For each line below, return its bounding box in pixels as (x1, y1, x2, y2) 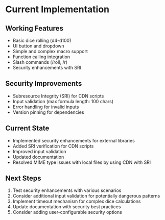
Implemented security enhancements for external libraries (12, 137, 135, 143)
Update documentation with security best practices (12, 204, 121, 210)
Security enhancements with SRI (12, 65, 82, 70)
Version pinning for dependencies (12, 109, 84, 115)
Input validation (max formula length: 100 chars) (12, 98, 114, 104)
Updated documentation (12, 154, 64, 160)
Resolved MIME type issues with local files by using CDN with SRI (12, 159, 151, 165)
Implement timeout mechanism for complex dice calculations (12, 198, 141, 205)
